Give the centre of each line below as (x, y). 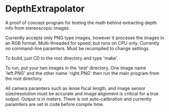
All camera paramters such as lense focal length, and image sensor (75, 88)
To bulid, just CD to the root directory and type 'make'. (62, 58)
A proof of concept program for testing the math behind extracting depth (81, 23)
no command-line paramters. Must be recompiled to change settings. (78, 48)
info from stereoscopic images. (38, 28)
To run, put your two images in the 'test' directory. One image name (76, 68)
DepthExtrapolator (45, 9)
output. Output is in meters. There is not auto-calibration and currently (78, 99)
